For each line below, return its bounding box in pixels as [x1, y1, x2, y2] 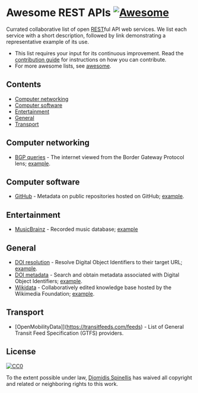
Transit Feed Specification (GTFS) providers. [14, 329, 124, 337]
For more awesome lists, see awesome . [14, 62, 111, 69]
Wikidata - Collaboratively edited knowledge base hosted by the [14, 284, 172, 291]
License [6, 347, 36, 357]
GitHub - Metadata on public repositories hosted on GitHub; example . [14, 193, 185, 200]
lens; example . [14, 160, 50, 167]
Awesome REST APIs [6, 6, 111, 20]
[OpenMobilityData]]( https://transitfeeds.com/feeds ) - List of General [14, 323, 184, 330]
